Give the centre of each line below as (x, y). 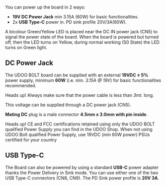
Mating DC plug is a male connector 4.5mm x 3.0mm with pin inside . (77, 114)
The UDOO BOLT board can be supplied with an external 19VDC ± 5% (77, 75)
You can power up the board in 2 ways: (45, 7)
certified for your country (31, 140)
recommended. (21, 85)
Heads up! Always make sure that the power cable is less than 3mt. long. (80, 95)
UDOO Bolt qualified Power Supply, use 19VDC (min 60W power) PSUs (78, 134)
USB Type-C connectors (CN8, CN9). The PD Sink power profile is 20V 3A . (82, 178)
